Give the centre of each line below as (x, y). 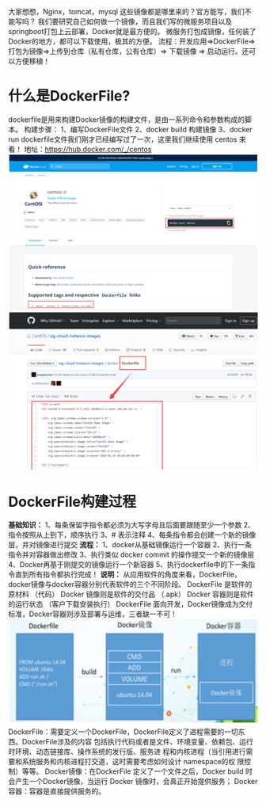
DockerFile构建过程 (72, 502)
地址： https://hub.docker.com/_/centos (87, 149)
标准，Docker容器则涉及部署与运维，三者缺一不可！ (93, 614)
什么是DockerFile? (69, 96)
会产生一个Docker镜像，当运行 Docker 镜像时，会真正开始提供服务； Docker (133, 781)
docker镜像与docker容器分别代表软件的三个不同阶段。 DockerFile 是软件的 (130, 584)
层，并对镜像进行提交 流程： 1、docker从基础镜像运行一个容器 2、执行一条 (130, 545)
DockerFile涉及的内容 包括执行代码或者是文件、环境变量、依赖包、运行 (137, 741)
